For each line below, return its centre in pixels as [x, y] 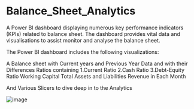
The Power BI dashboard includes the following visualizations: [83, 52]
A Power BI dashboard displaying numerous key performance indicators [95, 28]
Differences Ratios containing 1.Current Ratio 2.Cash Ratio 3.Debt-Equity [95, 69]
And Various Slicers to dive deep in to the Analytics [69, 87]
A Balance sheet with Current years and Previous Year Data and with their [97, 63]
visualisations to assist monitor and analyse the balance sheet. [83, 40]
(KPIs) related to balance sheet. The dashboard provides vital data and [93, 34]
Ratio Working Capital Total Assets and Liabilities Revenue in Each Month [96, 76]
